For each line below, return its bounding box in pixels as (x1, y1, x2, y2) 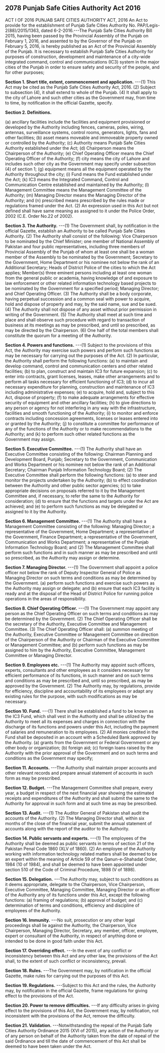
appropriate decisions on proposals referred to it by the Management (5, 488, 145, 494)
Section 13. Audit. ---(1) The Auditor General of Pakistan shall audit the (5, 810, 149, 816)
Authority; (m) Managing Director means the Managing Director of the (5, 192, 146, 198)
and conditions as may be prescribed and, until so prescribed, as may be (5, 677, 153, 684)
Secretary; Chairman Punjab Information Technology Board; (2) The (5, 466, 142, 472)
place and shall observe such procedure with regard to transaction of (5, 317, 145, 323)
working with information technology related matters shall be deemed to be (5, 851, 158, 856)
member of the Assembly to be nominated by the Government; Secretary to (5, 254, 158, 260)
